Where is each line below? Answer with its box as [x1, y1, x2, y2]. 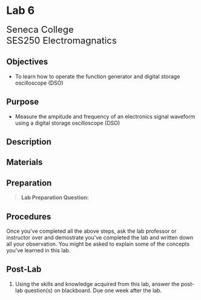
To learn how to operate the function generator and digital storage [15, 73, 180, 80]
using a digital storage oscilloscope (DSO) [15, 119, 120, 126]
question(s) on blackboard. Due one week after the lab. [24, 287, 162, 294]
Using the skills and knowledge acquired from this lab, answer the [15, 280, 180, 287]
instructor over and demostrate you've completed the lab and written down [6, 233, 194, 241]
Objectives [6, 57, 48, 67]
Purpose [6, 97, 39, 107]
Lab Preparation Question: [21, 194, 89, 201]
